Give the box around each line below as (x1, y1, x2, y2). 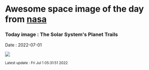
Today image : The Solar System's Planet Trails (5, 31, 118, 38)
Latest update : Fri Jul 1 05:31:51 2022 (5, 61, 68, 66)
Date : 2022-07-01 (5, 42, 42, 48)
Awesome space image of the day (5, 3, 144, 15)
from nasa (5, 14, 47, 25)
